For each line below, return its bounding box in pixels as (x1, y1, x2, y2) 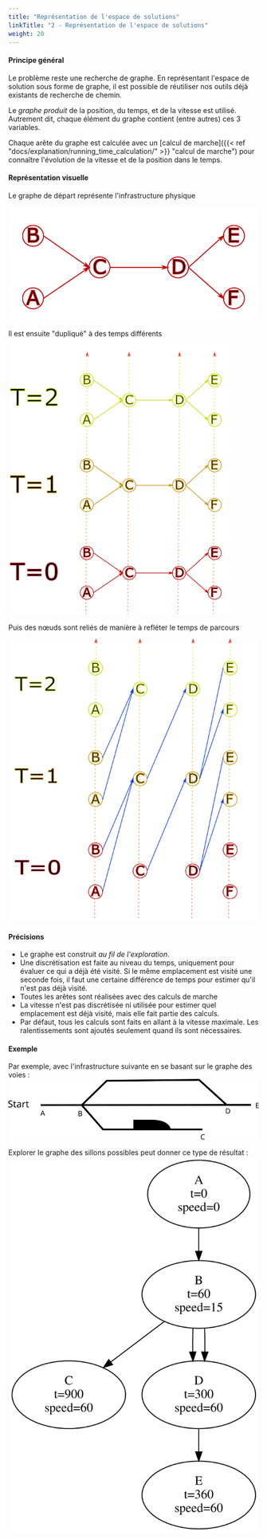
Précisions (8, 932, 45, 941)
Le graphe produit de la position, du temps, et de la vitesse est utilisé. (8, 105, 237, 115)
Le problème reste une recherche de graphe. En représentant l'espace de (8, 73, 249, 83)
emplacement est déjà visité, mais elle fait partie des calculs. (19, 1009, 220, 1019)
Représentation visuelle (8, 173, 89, 183)
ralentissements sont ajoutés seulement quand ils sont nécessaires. (19, 1026, 242, 1035)
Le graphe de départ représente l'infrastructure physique (8, 190, 196, 200)
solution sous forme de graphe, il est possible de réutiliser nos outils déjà (8, 81, 249, 91)
